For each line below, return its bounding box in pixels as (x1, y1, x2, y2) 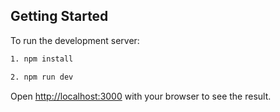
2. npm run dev (10, 72, 74, 82)
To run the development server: (10, 34, 140, 46)
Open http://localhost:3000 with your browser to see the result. (10, 90, 272, 102)
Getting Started (10, 8, 109, 25)
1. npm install (10, 54, 74, 64)
